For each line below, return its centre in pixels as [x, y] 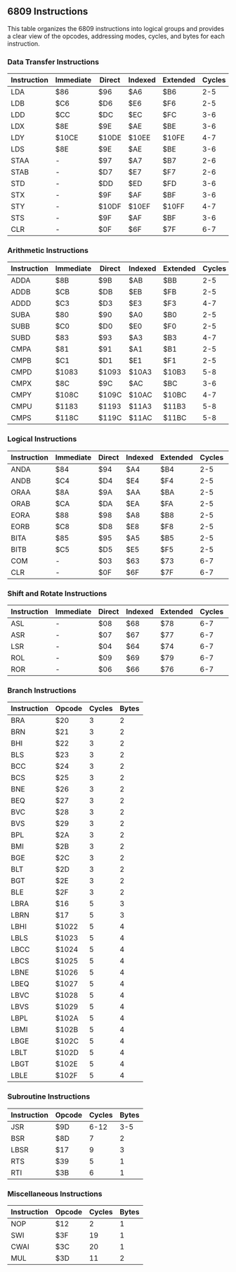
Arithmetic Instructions [48, 251]
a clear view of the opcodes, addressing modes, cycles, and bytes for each [116, 36]
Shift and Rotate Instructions [57, 593]
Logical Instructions [42, 439]
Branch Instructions [42, 690]
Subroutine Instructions [49, 1097]
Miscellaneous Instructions [55, 1194]
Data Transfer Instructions [53, 61]
